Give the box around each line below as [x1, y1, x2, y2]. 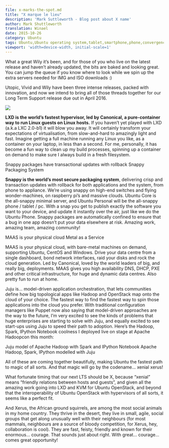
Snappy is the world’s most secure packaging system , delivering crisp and [5, 176, 163, 183]
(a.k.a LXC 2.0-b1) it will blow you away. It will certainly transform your [5, 125, 151, 131]
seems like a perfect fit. [5, 395, 54, 401]
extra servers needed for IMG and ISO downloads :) [5, 74, 112, 80]
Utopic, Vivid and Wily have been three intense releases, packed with [5, 84, 149, 91]
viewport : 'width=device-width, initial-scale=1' [5, 45, 112, 50]
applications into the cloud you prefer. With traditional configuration [5, 302, 145, 308]
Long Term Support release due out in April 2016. [5, 95, 107, 101]
